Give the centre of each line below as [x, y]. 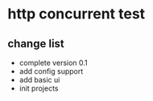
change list [36, 44]
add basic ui [39, 80]
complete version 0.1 [53, 63]
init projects [39, 88]
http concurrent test [76, 14]
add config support [51, 71]
